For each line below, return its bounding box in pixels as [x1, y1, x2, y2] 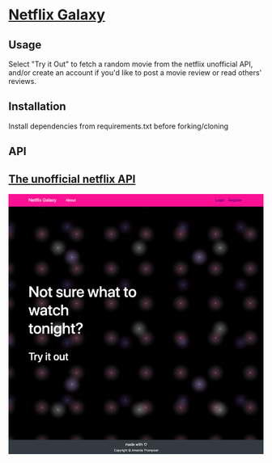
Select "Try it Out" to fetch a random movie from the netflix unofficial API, [8, 59, 253, 69]
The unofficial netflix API [8, 172, 136, 186]
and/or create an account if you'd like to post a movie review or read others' [8, 68, 262, 78]
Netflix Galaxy [8, 6, 105, 24]
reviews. [8, 77, 36, 86]
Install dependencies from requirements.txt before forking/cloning [8, 121, 229, 131]
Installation [8, 99, 66, 114]
